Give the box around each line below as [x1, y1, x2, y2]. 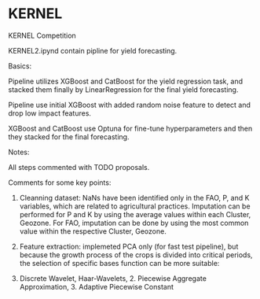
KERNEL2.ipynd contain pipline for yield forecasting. [8, 46, 178, 55]
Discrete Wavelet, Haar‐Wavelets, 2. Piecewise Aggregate [19, 273, 207, 283]
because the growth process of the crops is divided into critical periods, [19, 249, 253, 260]
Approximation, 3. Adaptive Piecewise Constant [19, 282, 174, 291]
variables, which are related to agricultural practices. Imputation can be [19, 201, 251, 211]
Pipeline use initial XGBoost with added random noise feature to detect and [8, 100, 251, 109]
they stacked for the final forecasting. [8, 131, 130, 142]
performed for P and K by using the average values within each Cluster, [19, 209, 251, 219]
